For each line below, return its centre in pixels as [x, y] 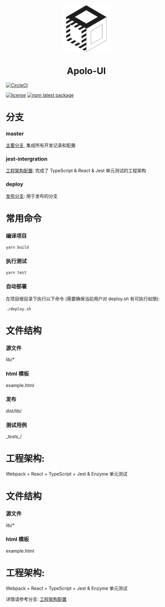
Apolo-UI [86, 71]
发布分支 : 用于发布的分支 [32, 196]
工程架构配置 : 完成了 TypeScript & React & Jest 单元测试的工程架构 [76, 171]
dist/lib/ [14, 411]
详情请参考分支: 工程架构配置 [36, 599]
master [15, 133]
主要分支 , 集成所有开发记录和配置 [41, 145]
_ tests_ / [14, 437]
